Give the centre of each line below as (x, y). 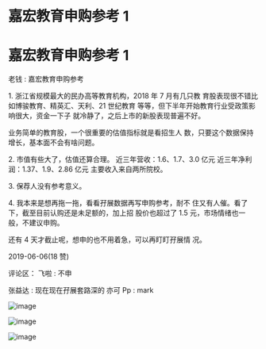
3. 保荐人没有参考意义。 (47, 186)
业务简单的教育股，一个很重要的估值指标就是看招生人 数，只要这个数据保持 (131, 132)
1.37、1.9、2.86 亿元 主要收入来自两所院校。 (94, 169)
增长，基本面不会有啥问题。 (54, 143)
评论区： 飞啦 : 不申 (40, 274)
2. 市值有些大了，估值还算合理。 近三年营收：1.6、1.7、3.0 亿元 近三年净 (127, 159)
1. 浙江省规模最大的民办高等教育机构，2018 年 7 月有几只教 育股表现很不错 (130, 96)
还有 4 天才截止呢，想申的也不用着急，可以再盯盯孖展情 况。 (107, 240)
